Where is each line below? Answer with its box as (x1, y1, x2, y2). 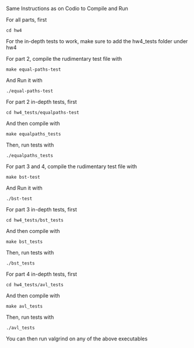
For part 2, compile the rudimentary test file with (6, 55, 122, 62)
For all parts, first (6, 16, 47, 23)
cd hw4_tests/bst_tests (6, 217, 64, 223)
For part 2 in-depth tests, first (6, 99, 77, 105)
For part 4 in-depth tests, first (6, 271, 77, 277)
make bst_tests (6, 239, 43, 245)
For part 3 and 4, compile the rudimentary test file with (6, 163, 137, 170)
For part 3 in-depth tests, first (6, 206, 77, 213)
